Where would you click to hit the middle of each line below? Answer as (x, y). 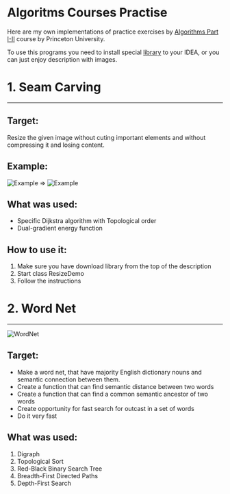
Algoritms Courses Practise (87, 13)
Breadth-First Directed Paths (57, 475)
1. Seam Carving (54, 87)
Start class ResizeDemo (50, 274)
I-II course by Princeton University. (56, 38)
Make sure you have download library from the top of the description (114, 266)
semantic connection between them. (68, 379)
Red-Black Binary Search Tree (60, 469)
